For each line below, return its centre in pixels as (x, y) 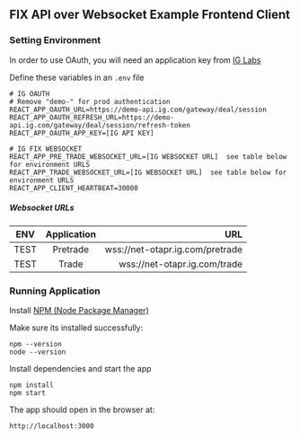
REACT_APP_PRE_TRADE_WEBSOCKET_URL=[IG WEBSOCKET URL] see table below (148, 156)
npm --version (36, 344)
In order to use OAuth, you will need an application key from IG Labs (135, 60)
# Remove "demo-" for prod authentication (90, 101)
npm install (31, 385)
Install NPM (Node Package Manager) (79, 310)
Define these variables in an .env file (77, 77)
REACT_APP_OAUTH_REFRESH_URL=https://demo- (92, 117)
